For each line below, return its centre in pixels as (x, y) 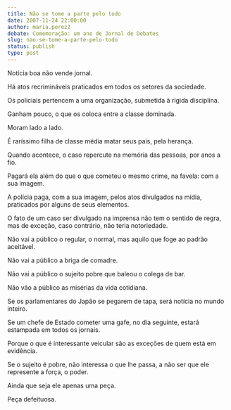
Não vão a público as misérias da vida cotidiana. (77, 287)
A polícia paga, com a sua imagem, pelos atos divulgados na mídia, (105, 197)
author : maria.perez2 (39, 27)
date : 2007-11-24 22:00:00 (47, 20)
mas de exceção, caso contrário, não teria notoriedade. (88, 225)
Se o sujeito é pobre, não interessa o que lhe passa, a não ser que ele (108, 364)
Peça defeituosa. (32, 399)
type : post (23, 53)
